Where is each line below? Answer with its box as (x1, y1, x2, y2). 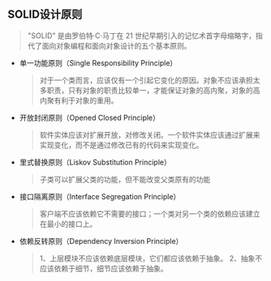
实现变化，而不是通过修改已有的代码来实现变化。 (39, 140, 204, 150)
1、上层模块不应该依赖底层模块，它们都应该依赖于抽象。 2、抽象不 (39, 253, 263, 263)
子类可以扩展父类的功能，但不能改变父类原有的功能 (39, 174, 211, 184)
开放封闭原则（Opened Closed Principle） (19, 113, 160, 122)
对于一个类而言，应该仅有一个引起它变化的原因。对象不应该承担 (39, 75, 253, 85)
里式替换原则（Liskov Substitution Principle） (19, 157, 171, 167)
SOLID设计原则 (7, 7, 83, 22)
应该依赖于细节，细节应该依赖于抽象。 (39, 263, 168, 273)
